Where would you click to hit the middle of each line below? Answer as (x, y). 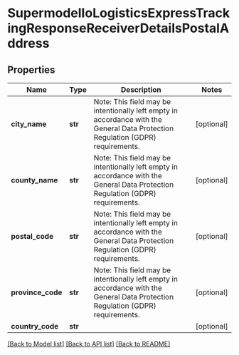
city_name (29, 124)
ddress (28, 43)
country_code (35, 326)
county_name (34, 180)
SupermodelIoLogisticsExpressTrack (119, 13)
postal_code (32, 236)
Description (141, 89)
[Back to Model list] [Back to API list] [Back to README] (89, 344)
